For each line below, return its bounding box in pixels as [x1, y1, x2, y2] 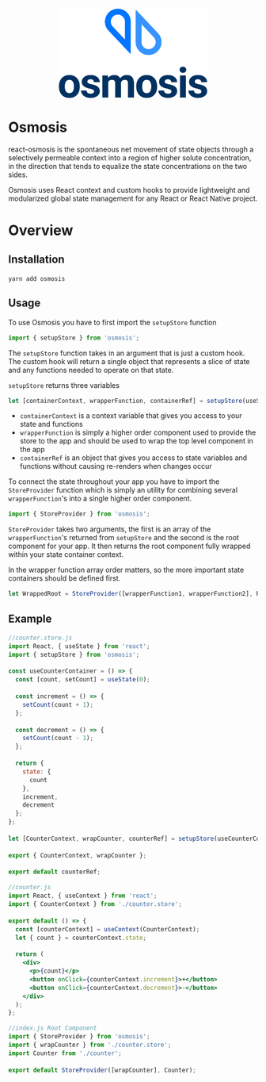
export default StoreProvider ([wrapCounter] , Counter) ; [8, 1066, 196, 1074]
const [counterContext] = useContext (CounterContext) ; [15, 925, 200, 933]
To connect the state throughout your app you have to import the [8, 477, 220, 486]
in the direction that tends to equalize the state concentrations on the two [8, 161, 248, 171]
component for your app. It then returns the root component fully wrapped [8, 541, 251, 551]
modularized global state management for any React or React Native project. [8, 194, 258, 203]
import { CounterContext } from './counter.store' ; [8, 900, 182, 908]
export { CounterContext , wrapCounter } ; [8, 851, 147, 859]
